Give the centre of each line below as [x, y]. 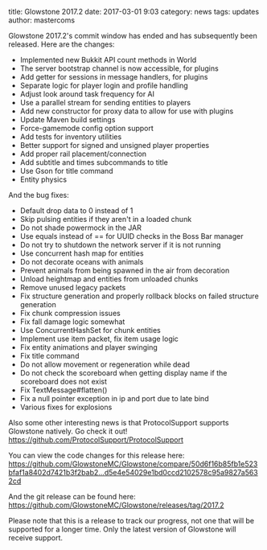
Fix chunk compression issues [70, 313]
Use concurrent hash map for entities [82, 253]
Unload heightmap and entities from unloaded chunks [109, 279]
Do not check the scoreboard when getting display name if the [123, 373]
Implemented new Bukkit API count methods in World [108, 60]
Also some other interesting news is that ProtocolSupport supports [119, 423]
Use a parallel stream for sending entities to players [105, 103]
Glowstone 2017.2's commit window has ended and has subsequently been [133, 36]
